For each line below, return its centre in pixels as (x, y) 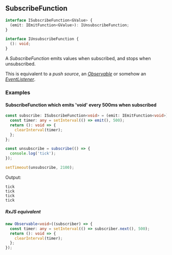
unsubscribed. (20, 64)
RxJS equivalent (23, 211)
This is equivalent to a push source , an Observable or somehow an (76, 74)
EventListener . (20, 80)
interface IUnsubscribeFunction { (42, 39)
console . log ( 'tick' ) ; (33, 153)
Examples (18, 92)
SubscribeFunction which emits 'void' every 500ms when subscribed (81, 105)
